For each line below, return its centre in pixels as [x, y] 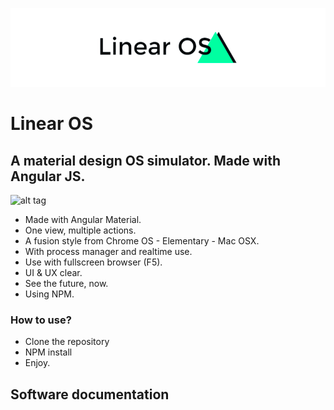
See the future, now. [66, 283]
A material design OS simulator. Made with [145, 160]
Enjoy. [37, 363]
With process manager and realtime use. [108, 251]
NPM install [48, 352]
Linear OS [52, 124]
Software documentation [90, 394]
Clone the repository [67, 342]
